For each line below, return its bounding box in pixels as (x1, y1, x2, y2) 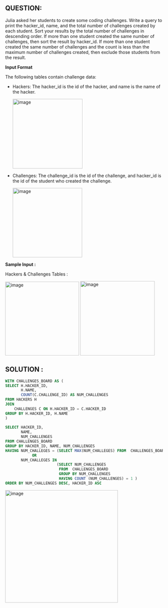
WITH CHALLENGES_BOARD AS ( (5, 378, 64, 383)
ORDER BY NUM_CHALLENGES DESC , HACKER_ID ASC (5, 480, 101, 485)
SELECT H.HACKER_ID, (5, 383, 48, 388)
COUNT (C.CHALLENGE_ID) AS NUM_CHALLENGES (20, 392, 108, 397)
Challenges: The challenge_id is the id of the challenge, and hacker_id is (12, 172, 161, 178)
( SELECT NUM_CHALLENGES (56, 462, 106, 467)
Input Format (5, 64, 32, 70)
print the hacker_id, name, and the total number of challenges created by (5, 22, 155, 28)
